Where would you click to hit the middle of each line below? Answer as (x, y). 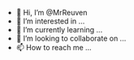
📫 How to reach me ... (54, 47)
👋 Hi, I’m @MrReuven (52, 13)
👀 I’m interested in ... (50, 21)
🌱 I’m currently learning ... (59, 30)
